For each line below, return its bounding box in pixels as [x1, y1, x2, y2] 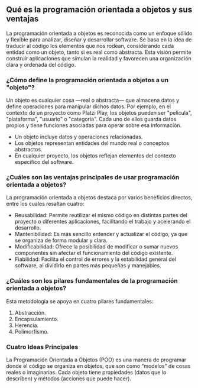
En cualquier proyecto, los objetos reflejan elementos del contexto [14, 152, 176, 159]
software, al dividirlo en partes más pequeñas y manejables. [14, 262, 161, 269]
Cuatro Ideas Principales [6, 342, 79, 351]
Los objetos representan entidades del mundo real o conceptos [14, 140, 170, 147]
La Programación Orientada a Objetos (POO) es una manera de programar [6, 356, 187, 363]
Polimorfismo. [14, 328, 49, 335]
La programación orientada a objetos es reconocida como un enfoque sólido [6, 30, 193, 37]
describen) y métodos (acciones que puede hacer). [6, 375, 132, 382]
